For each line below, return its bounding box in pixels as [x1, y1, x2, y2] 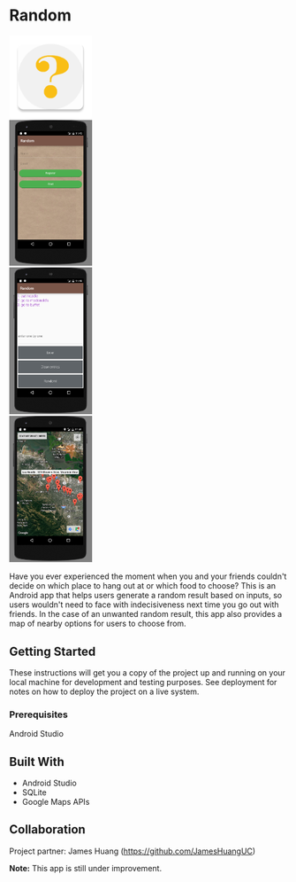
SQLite [21, 787, 47, 798]
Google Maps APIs [21, 797, 90, 808]
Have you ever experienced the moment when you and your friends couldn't [9, 571, 287, 581]
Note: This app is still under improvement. [9, 862, 162, 873]
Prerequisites [9, 708, 68, 721]
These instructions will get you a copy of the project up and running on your [9, 667, 285, 678]
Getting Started [9, 644, 96, 659]
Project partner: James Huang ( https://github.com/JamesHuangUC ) [9, 846, 256, 856]
